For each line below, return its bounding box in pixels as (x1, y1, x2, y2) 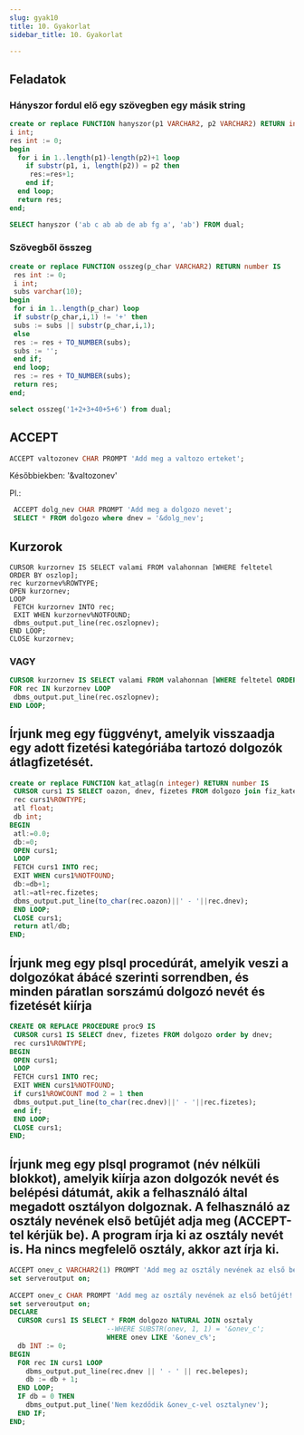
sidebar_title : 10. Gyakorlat (9, 30, 124, 39)
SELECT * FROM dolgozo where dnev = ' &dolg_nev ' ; (13, 514, 204, 523)
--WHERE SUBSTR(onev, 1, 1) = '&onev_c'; (106, 1324, 265, 1333)
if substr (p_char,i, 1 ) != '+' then (13, 313, 147, 322)
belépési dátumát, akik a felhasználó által (9, 1185, 248, 1200)
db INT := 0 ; (17, 1341, 67, 1351)
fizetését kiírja (9, 998, 92, 1013)
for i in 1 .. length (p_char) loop (13, 305, 140, 314)
